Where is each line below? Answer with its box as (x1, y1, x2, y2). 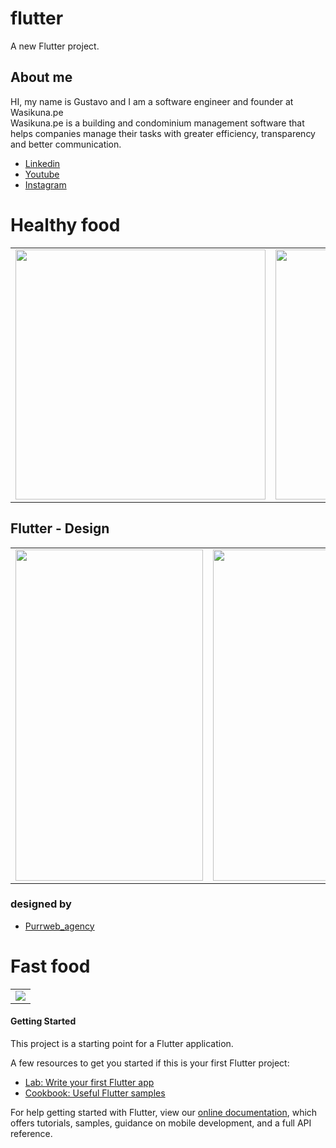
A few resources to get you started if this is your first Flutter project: (10, 1057, 290, 1069)
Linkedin (24, 157, 61, 169)
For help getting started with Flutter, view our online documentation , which (10, 1106, 318, 1118)
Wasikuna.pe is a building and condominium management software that (10, 117, 305, 129)
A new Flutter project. (10, 40, 100, 52)
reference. (10, 1127, 53, 1139)
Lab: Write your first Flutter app (24, 1076, 155, 1088)
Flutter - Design (10, 520, 110, 537)
